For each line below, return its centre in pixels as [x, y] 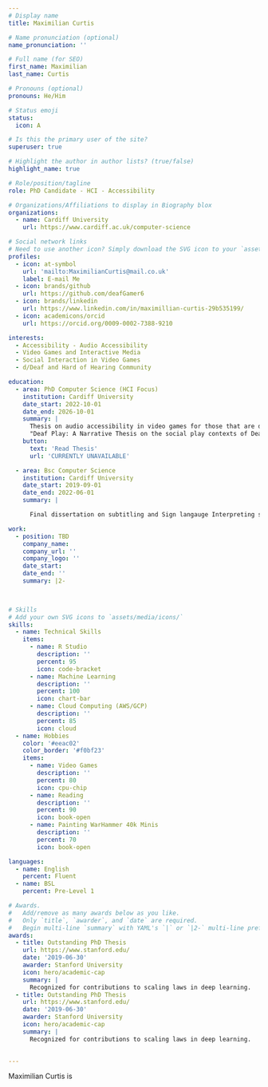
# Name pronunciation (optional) [64, 38]
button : [35, 441]
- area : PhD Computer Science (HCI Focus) [87, 389]
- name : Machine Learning [72, 676]
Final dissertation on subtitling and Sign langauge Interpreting [142, 515]
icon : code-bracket [69, 669]
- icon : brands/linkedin [57, 301]
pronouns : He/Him [37, 96]
